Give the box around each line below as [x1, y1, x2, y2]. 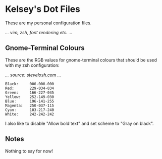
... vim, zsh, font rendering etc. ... [5, 29, 73, 35]
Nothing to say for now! [5, 148, 53, 154]
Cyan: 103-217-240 [5, 107, 54, 112]
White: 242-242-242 [5, 111, 54, 117]
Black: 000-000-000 [5, 81, 54, 86]
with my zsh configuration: [5, 62, 59, 68]
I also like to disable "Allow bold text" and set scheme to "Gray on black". [5, 120, 154, 126]
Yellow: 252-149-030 [5, 94, 54, 100]
